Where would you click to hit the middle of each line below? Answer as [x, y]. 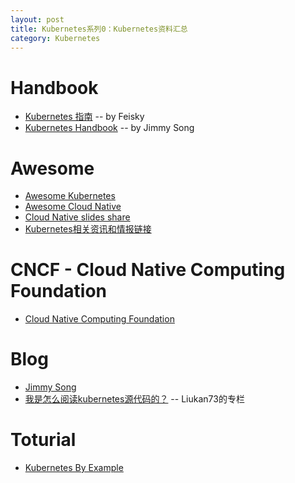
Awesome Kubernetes [70, 196]
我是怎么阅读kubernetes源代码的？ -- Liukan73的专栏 [134, 399]
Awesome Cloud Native [73, 207]
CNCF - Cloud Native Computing [148, 270]
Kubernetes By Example [74, 468]
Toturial [43, 440]
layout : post [37, 19]
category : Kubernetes [55, 38]
